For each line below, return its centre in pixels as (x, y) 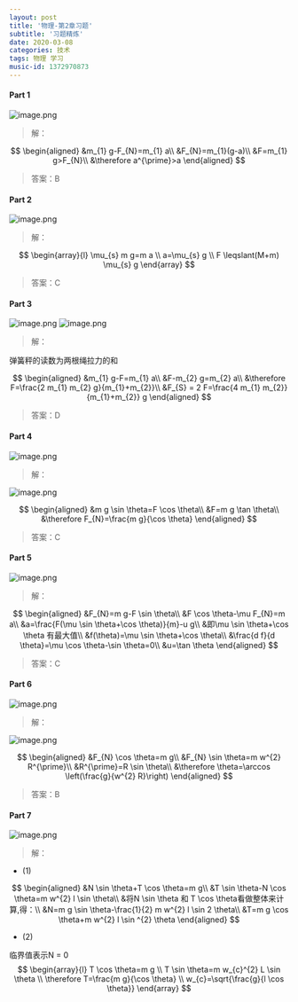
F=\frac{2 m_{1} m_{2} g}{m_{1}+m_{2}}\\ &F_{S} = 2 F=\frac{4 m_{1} (136, 387)
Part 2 (21, 200)
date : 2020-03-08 (41, 42)
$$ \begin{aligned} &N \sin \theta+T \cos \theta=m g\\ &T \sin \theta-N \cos (149, 888)
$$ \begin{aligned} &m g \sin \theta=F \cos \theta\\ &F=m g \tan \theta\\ (149, 509)
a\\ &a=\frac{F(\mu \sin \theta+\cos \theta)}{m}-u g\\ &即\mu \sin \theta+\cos (149, 624)
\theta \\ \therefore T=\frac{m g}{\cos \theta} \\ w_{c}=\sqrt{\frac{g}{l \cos (149, 979)
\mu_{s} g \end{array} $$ (149, 265)
